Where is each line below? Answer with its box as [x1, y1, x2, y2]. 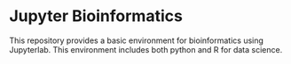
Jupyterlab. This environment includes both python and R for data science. [9, 44, 283, 54]
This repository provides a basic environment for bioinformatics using [9, 35, 264, 46]
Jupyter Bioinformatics [9, 6, 184, 26]
